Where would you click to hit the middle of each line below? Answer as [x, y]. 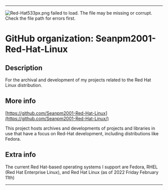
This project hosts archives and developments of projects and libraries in [80, 128]
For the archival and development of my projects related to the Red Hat [78, 80]
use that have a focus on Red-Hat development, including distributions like [82, 133]
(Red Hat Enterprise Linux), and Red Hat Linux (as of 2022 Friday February [82, 172]
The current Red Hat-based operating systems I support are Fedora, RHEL [81, 167]
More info [20, 101]
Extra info [20, 155]
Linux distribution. [24, 85]
